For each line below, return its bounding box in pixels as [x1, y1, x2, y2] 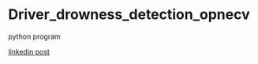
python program [8, 32, 61, 41]
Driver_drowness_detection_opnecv [8, 6, 250, 24]
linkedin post [8, 47, 50, 56]
